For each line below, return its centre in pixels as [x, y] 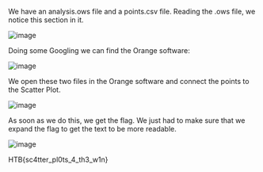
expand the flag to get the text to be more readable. [92, 129]
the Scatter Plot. [34, 90]
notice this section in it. [46, 20]
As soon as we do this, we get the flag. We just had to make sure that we [127, 120]
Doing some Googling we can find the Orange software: [99, 50]
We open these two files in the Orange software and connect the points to [129, 81]
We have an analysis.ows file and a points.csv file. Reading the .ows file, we [132, 11]
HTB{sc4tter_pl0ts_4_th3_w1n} [58, 159]
